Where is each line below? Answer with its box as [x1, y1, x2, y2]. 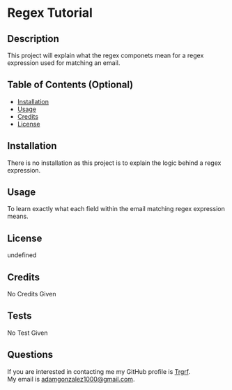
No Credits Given [7, 290, 56, 298]
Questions [7, 349, 54, 361]
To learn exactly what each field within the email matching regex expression [7, 205, 225, 213]
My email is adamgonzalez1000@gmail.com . [7, 375, 135, 383]
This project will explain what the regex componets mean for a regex [7, 51, 204, 59]
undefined [7, 251, 37, 259]
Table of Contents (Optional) [7, 79, 134, 91]
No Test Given [7, 328, 48, 337]
